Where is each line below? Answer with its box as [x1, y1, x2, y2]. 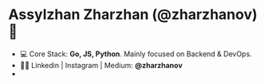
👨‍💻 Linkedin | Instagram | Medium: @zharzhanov [19, 60, 183, 70]
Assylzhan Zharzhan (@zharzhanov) [8, 6, 258, 24]
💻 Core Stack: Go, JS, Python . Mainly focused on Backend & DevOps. [19, 49, 252, 59]
